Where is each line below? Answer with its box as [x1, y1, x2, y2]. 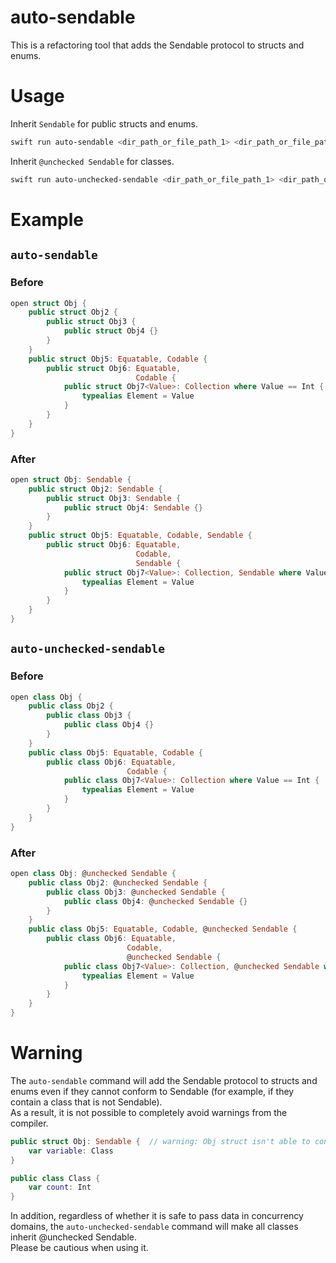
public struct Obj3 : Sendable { [46, 493, 182, 503]
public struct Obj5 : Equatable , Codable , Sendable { [28, 531, 253, 541]
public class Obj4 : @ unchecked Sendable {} [63, 896, 248, 906]
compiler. [10, 1117, 49, 1129]
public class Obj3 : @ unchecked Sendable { [46, 887, 226, 897]
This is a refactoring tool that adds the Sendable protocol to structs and [10, 39, 305, 51]
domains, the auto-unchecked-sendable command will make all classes [10, 1221, 299, 1233]
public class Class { [10, 1173, 101, 1183]
